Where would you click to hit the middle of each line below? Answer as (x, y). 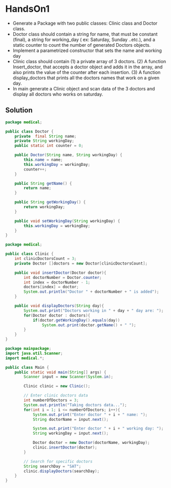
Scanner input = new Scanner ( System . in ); (69, 377)
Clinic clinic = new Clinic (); (57, 386)
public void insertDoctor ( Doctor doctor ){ (60, 273)
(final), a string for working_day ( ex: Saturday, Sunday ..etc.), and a (84, 40)
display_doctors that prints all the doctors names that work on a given (86, 78)
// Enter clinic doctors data (56, 396)
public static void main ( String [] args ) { (60, 372)
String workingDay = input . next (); (71, 434)
